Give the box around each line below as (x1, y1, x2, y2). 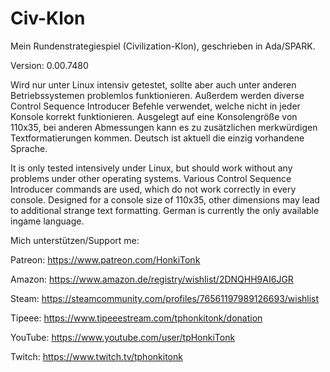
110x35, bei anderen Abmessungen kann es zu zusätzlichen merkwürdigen (10, 121, 318, 133)
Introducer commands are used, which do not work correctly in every (10, 183, 297, 195)
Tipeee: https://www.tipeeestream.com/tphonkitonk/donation (10, 312, 263, 324)
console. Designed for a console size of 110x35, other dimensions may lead (10, 193, 320, 206)
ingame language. (10, 215, 85, 227)
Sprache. (10, 142, 48, 154)
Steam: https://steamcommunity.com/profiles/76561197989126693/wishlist (10, 292, 320, 304)
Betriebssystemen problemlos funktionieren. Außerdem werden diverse (10, 89, 305, 101)
